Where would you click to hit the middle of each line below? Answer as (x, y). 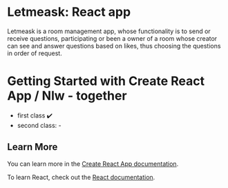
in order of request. (35, 53)
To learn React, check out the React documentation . (81, 177)
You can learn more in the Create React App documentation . (93, 164)
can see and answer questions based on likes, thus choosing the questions (114, 46)
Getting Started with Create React (106, 81)
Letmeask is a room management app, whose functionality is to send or (109, 31)
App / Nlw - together (67, 96)
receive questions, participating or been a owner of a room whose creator (112, 38)
